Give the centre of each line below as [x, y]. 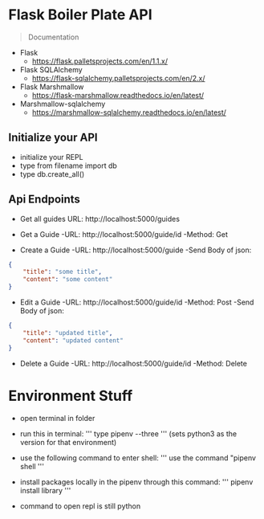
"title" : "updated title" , [68, 333]
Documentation [53, 37]
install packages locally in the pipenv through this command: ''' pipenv [136, 482]
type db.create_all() [52, 174]
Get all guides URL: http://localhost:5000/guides [100, 219]
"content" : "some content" [68, 280]
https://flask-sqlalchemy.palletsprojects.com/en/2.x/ [119, 78]
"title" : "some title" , [63, 272]
